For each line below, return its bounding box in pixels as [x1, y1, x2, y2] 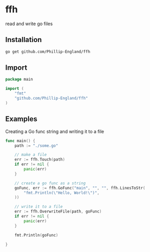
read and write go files [5, 21, 53, 27]
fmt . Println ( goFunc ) [14, 232, 58, 238]
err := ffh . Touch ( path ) [14, 157, 66, 162]
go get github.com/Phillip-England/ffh [5, 49, 91, 54]
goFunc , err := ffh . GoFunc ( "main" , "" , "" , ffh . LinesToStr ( [14, 185, 145, 190]
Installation [5, 35, 42, 44]
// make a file [14, 152, 47, 158]
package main [5, 77, 33, 82]
